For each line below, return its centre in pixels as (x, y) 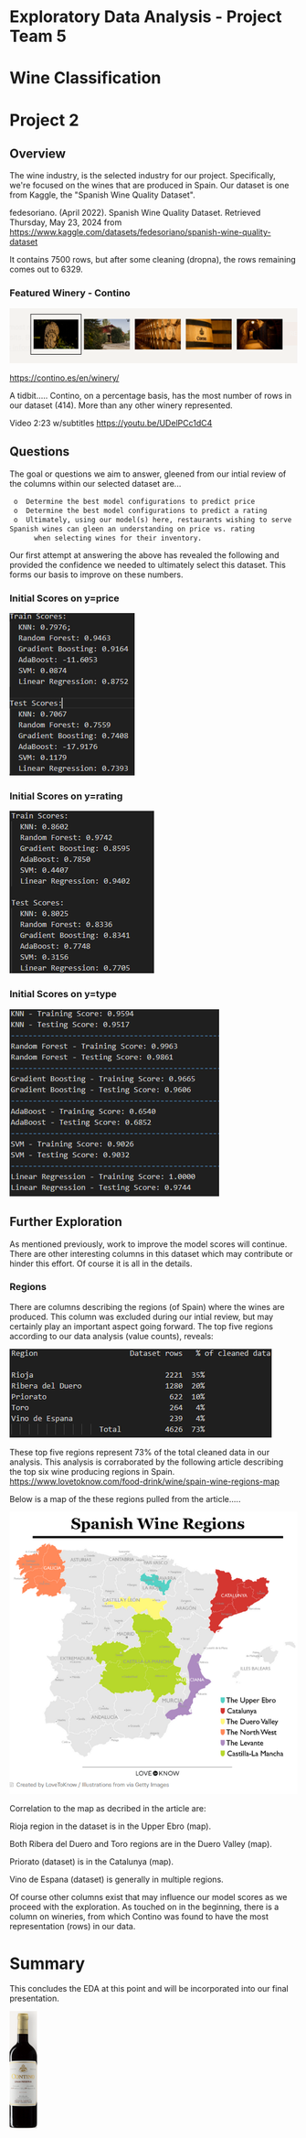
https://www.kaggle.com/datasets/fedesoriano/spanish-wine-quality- (140, 232)
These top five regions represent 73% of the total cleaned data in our (140, 1452)
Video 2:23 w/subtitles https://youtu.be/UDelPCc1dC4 (111, 423)
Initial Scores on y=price (65, 598)
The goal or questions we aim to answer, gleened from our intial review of (148, 474)
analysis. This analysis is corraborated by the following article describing (147, 1462)
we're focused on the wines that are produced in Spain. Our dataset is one (149, 186)
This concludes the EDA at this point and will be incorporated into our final (149, 1989)
